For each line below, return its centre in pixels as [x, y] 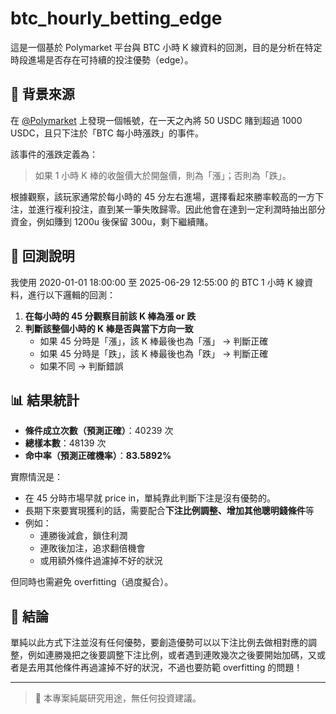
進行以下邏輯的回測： [71, 294]
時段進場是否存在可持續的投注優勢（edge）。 [102, 59]
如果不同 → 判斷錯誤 [81, 366]
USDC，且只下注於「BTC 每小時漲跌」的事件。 [107, 133]
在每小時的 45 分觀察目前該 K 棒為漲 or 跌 [110, 316]
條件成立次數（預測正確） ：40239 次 [99, 431]
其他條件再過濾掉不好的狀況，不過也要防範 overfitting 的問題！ [173, 668]
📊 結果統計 [45, 400]
